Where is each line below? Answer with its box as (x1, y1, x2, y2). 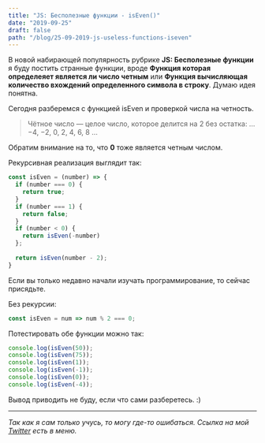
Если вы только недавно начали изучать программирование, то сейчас (8, 275, 251, 285)
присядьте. (8, 284, 46, 293)
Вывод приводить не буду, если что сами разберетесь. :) (8, 395, 201, 404)
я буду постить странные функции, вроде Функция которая (8, 64, 211, 73)
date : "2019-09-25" (8, 19, 73, 27)
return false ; (22, 210, 69, 218)
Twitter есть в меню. (8, 426, 77, 435)
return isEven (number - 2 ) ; (15, 254, 108, 262)
